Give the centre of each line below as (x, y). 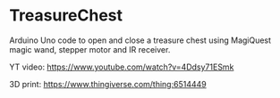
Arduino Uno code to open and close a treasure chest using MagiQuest (140, 40)
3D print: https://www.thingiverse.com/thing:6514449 (108, 84)
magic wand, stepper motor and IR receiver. (90, 49)
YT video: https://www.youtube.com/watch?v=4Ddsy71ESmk (122, 67)
